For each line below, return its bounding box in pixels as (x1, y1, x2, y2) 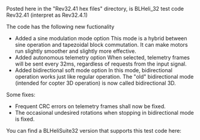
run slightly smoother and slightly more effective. (14, 47, 136, 55)
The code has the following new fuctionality (6, 23, 115, 30)
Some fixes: (6, 91, 36, 98)
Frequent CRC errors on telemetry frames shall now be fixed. (14, 103, 166, 110)
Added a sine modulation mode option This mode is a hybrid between (14, 35, 187, 41)
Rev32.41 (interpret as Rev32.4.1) (6, 11, 88, 19)
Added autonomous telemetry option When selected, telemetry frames (14, 54, 190, 61)
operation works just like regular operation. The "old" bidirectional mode (14, 73, 194, 80)
